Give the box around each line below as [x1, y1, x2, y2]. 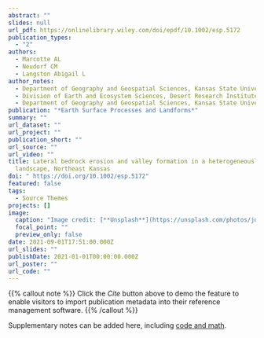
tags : [8, 186, 26, 195]
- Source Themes [15, 194, 68, 202]
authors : [8, 48, 37, 56]
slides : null [8, 19, 51, 27]
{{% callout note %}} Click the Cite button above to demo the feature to [8, 288, 240, 299]
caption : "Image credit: [15, 216, 97, 224]
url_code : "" [8, 267, 51, 275]
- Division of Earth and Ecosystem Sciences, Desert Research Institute [15, 92, 258, 100]
